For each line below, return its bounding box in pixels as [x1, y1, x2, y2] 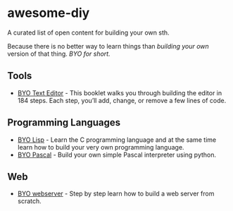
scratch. [17, 197, 42, 205]
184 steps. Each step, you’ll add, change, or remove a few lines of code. [17, 96, 227, 104]
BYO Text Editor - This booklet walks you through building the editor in [17, 88, 222, 97]
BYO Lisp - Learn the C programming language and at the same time [17, 135, 217, 144]
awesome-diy [7, 5, 90, 21]
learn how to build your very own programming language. [17, 143, 184, 151]
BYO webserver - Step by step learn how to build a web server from [17, 189, 215, 198]
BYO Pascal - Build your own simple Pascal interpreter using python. [17, 150, 217, 159]
